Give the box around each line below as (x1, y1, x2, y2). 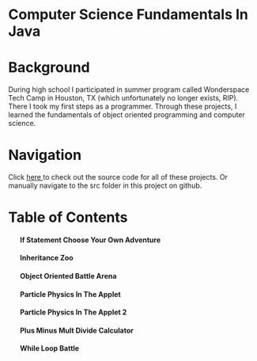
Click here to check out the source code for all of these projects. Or (8, 173, 228, 182)
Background (8, 59, 90, 77)
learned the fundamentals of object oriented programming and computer (8, 110, 245, 120)
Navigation (8, 146, 81, 164)
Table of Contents (8, 208, 128, 226)
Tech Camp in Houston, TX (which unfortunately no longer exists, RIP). (8, 93, 239, 103)
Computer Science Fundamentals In (8, 6, 249, 24)
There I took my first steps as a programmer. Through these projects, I (8, 101, 237, 112)
